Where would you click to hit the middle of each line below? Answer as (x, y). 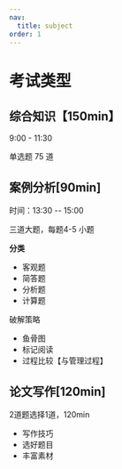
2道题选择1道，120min (50, 414)
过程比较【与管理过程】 (65, 360)
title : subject (45, 26)
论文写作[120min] (57, 391)
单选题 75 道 (31, 157)
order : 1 (25, 34)
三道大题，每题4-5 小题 (52, 230)
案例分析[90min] (55, 187)
